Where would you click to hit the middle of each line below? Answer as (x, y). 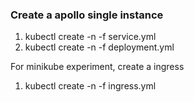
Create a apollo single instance (87, 15)
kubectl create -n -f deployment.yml (99, 47)
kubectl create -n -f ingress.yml (90, 86)
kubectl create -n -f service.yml (90, 37)
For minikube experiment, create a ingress (97, 67)
